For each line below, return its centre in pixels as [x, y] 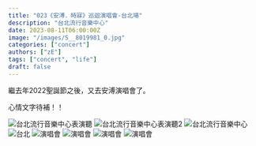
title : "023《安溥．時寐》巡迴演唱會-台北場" [75, 15]
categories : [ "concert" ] [49, 45]
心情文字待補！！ [36, 107]
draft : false [30, 67]
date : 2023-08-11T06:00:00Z [55, 30]
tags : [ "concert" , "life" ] [53, 60]
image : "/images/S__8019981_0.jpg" [67, 37]
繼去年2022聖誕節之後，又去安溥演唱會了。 [79, 90]
